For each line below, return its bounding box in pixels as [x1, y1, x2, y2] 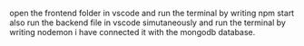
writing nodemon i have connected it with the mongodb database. [9, 27, 256, 37]
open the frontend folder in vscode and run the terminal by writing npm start [9, 8, 295, 18]
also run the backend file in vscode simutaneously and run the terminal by [9, 17, 286, 28]
